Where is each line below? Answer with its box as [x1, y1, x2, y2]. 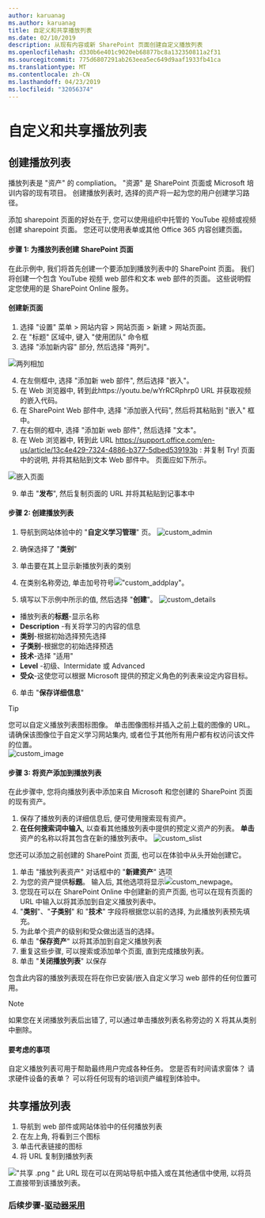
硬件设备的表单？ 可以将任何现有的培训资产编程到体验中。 [14, 1074, 204, 1083]
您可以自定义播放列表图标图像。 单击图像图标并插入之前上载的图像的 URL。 [8, 720, 255, 729]
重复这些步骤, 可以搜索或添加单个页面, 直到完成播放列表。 [19, 946, 208, 956]
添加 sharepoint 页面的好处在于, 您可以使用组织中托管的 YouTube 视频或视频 [8, 215, 257, 224]
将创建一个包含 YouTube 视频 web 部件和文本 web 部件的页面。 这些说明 [8, 273, 244, 283]
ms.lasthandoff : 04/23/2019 [8, 78, 101, 86]
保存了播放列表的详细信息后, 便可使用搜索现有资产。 [19, 814, 191, 823]
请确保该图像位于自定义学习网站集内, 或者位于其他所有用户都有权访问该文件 [8, 730, 255, 739]
